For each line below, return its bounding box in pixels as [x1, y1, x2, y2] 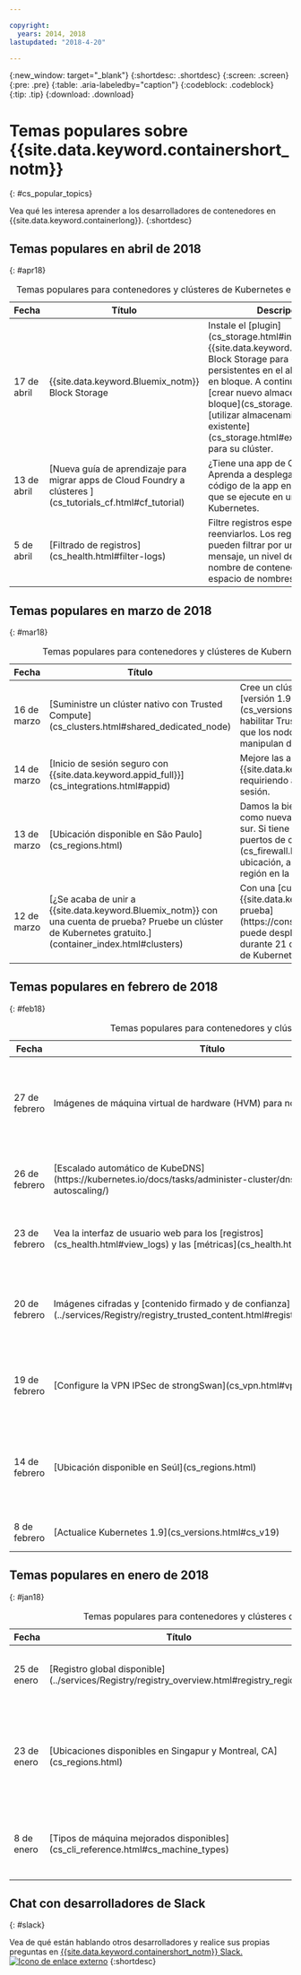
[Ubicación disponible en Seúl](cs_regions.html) [53, 1460, 257, 1473]
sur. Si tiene [239, 822, 289, 835]
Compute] [48, 709, 92, 722]
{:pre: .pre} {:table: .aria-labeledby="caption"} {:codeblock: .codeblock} [9, 80, 275, 91]
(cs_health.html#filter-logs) [48, 550, 167, 563]
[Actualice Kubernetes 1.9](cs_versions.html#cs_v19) [53, 1526, 280, 1538]
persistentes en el [208, 364, 284, 377]
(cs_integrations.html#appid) [48, 779, 171, 792]
